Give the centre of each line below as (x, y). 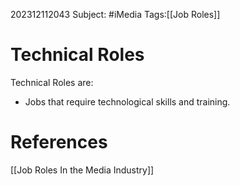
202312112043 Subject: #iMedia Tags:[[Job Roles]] (115, 14)
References (59, 142)
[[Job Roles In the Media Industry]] (82, 170)
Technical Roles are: (52, 82)
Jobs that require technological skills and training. (127, 101)
